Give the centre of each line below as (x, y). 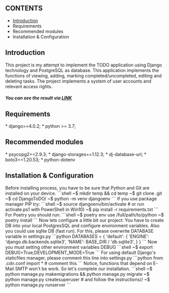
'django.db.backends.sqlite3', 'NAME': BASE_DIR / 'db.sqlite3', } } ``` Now (81, 242)
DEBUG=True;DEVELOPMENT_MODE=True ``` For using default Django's (80, 252)
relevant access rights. (29, 86)
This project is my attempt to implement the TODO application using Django (84, 65)
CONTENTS (24, 8)
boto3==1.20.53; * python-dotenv (40, 160)
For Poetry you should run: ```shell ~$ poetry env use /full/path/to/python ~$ (84, 214)
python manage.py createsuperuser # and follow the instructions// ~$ (78, 279)
